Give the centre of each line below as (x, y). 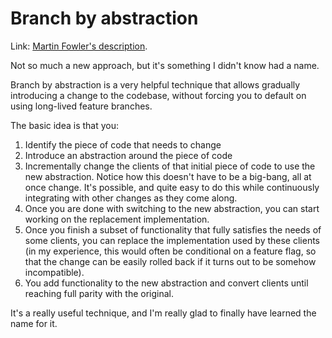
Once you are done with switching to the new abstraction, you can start (172, 208)
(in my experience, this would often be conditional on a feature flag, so (170, 251)
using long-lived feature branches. (81, 106)
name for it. (34, 323)
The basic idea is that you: (65, 125)
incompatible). (54, 272)
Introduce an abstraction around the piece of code (128, 155)
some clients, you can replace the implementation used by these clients (172, 240)
